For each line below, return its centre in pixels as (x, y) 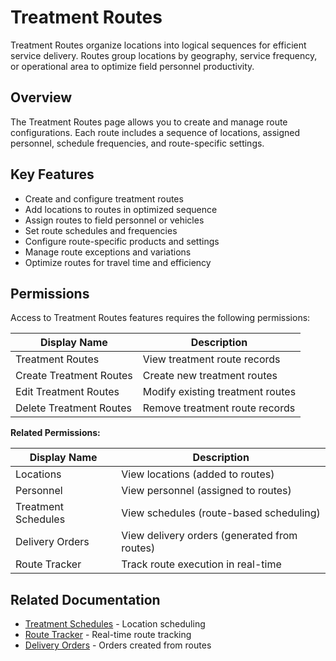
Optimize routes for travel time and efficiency (118, 262)
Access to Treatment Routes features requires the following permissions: (160, 318)
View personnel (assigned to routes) (206, 491)
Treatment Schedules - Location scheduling (115, 624)
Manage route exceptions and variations (108, 252)
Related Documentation (85, 599)
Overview (41, 97)
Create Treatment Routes (74, 376)
